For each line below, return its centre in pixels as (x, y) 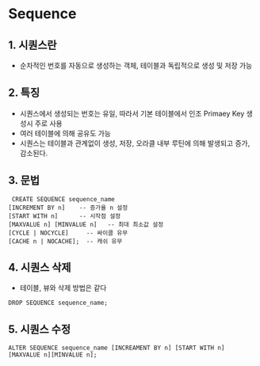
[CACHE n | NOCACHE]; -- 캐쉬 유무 (65, 241)
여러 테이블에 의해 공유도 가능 (65, 133)
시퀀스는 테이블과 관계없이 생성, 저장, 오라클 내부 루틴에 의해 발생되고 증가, (135, 143)
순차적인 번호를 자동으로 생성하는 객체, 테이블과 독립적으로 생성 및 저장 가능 (136, 65)
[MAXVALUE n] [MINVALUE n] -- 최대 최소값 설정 (86, 224)
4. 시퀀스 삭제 (40, 267)
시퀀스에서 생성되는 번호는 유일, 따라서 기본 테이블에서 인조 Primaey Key (132, 113)
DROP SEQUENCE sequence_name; (58, 303)
